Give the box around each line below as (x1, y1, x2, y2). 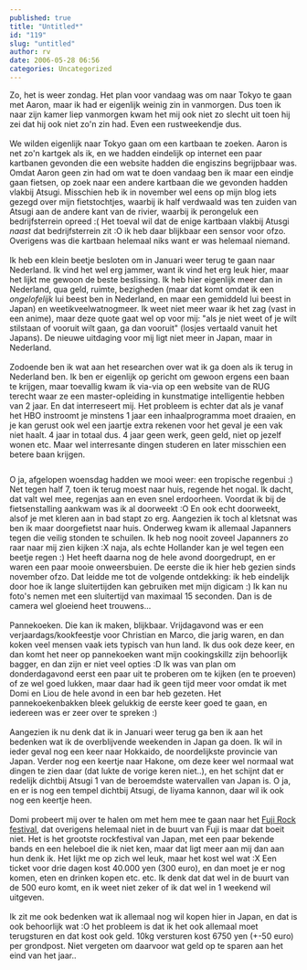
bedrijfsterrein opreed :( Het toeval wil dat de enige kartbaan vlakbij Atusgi (9, 216, 290, 227)
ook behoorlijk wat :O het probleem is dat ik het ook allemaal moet (9, 921, 259, 932)
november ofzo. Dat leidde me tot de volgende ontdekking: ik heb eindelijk (9, 570, 290, 581)
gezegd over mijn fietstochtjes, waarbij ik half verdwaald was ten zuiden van (9, 196, 297, 207)
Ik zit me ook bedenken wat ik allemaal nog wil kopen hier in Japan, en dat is (9, 911, 298, 922)
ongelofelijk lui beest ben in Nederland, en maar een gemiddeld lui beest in (9, 293, 291, 304)
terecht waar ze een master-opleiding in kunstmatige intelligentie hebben (9, 390, 285, 401)
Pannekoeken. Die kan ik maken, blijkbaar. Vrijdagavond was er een (9, 619, 264, 631)
